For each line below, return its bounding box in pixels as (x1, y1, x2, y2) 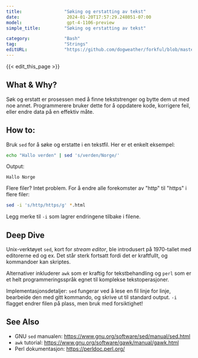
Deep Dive (6, 230, 45, 240)
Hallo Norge (6, 175, 35, 180)
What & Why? (6, 80, 57, 90)
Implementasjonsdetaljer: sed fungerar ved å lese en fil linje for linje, (6, 287, 171, 295)
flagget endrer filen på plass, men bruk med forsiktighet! (6, 300, 143, 307)
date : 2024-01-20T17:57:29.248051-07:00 (6, 14, 151, 20)
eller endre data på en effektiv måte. (6, 108, 94, 115)
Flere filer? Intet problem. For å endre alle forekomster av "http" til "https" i (6, 185, 187, 192)
